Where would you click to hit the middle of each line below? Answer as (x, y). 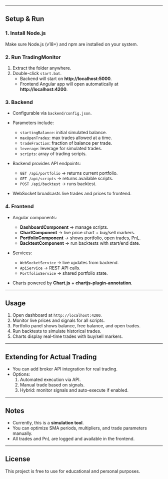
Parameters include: (33, 123)
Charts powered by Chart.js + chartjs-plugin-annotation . (72, 283)
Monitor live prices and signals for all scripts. (58, 320)
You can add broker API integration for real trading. (65, 369)
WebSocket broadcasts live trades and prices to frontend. (72, 194)
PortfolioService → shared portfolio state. (64, 273)
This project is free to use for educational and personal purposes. (73, 471)
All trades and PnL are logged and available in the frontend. (73, 439)
